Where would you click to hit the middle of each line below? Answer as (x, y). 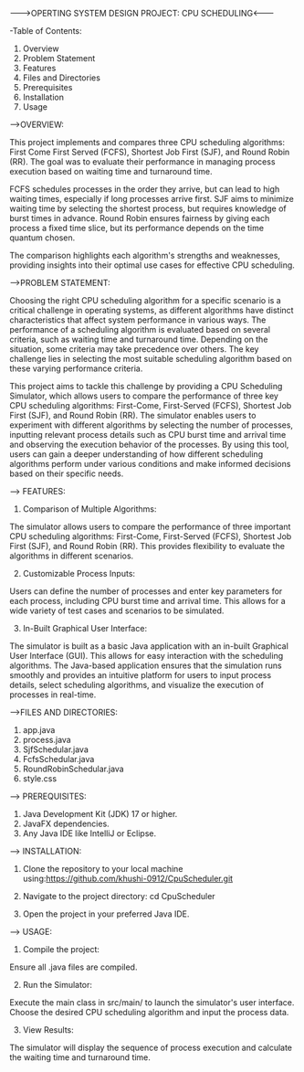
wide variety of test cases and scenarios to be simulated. (117, 610)
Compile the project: (61, 949)
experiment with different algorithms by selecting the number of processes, (152, 425)
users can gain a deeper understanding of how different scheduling (136, 454)
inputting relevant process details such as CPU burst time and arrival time (148, 435)
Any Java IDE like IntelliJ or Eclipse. (89, 833)
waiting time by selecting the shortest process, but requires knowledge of (148, 208)
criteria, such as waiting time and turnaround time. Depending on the (139, 339)
